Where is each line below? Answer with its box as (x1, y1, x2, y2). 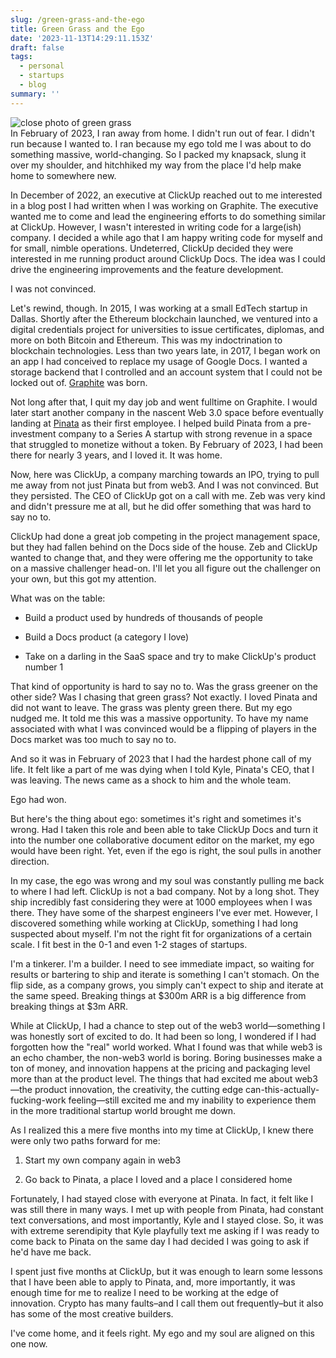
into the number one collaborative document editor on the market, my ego (10, 834, 315, 846)
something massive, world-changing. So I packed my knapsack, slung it (10, 148, 307, 160)
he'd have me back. (10, 1246, 92, 1258)
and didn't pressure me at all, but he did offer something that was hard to (10, 500, 312, 512)
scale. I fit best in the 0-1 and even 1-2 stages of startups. (10, 938, 248, 950)
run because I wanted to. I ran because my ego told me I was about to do (10, 137, 312, 150)
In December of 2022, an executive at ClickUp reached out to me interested (10, 189, 323, 201)
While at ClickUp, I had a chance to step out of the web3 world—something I (10, 1019, 326, 1031)
